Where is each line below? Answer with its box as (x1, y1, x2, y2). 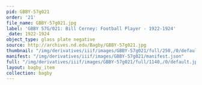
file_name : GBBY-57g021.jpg (6, 20, 77, 26)
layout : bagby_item (6, 64, 55, 71)
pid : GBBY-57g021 (6, 8, 50, 15)
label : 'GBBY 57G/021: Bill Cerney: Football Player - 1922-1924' (6, 25, 176, 32)
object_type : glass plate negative (6, 37, 96, 42)
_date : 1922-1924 (6, 31, 50, 37)
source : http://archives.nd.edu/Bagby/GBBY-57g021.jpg (6, 42, 147, 48)
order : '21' (6, 14, 36, 20)
